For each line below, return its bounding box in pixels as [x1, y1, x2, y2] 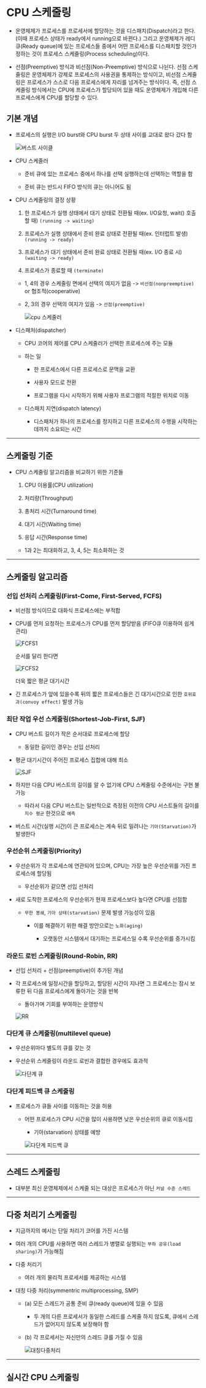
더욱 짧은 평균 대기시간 [15, 677, 70, 684]
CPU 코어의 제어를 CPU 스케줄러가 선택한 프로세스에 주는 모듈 [24, 339, 174, 347]
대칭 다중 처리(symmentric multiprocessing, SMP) [15, 1287, 139, 1294]
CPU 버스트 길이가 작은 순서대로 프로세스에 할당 [15, 730, 130, 737]
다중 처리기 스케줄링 [6, 1210, 77, 1220]
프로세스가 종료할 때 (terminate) [24, 266, 104, 274]
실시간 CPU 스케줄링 [6, 1372, 80, 1382]
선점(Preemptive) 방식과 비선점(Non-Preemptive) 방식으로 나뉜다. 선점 [15, 63, 187, 71]
